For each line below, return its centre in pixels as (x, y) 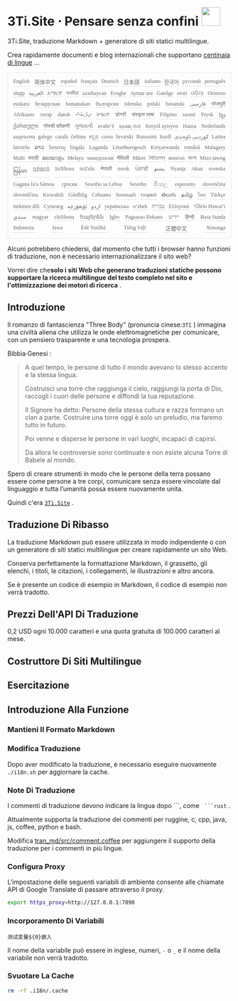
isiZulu (87, 168)
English (21, 81)
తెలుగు (168, 195)
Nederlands (213, 126)
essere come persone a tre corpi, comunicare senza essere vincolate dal (114, 481)
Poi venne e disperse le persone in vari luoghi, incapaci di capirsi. (121, 438)
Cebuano (102, 195)
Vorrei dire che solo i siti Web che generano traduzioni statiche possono (114, 270)
